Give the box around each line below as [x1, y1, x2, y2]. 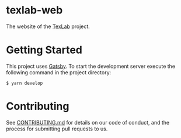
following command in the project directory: [6, 68, 112, 76]
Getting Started [6, 43, 83, 57]
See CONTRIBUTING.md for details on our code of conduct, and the [6, 119, 170, 126]
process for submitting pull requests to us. [6, 125, 108, 132]
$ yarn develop [6, 80, 43, 86]
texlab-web [6, 4, 63, 17]
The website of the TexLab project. [6, 23, 90, 30]
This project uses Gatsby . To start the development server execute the [6, 63, 176, 70]
